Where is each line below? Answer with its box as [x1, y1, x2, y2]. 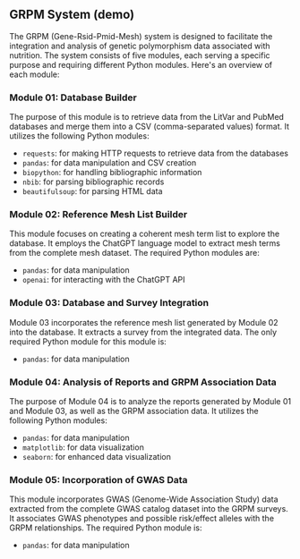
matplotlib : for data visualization [21, 442, 145, 453]
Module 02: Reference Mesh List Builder [9, 208, 188, 221]
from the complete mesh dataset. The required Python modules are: [9, 248, 260, 258]
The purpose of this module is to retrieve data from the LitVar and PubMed [9, 112, 285, 123]
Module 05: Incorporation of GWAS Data [9, 473, 188, 486]
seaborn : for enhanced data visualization [21, 452, 172, 462]
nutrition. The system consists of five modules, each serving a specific [9, 49, 270, 61]
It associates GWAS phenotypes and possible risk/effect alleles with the [9, 513, 275, 524]
